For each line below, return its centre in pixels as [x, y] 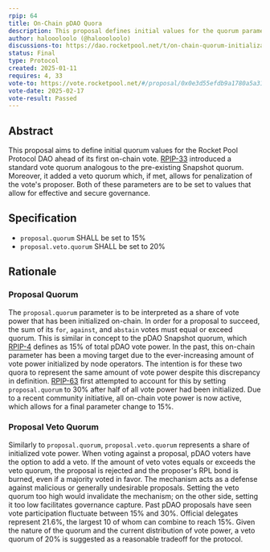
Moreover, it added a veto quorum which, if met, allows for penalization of [131, 176]
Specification [43, 218]
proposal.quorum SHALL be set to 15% [83, 238]
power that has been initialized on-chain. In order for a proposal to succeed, [134, 321]
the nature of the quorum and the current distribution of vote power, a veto [132, 530]
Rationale [33, 272]
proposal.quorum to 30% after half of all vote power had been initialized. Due [135, 389]
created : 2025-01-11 [43, 68]
